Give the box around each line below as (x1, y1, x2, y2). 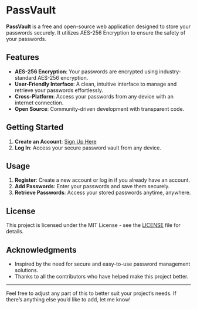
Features (6, 52, 39, 62)
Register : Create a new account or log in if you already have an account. (14, 176, 191, 184)
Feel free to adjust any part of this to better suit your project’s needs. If (6, 290, 177, 297)
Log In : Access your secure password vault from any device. (14, 144, 162, 151)
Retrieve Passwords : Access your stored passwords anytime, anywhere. (14, 189, 191, 196)
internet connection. (14, 99, 64, 106)
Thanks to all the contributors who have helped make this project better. (14, 273, 189, 280)
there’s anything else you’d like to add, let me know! (6, 296, 131, 303)
